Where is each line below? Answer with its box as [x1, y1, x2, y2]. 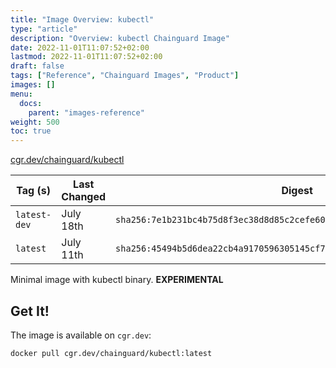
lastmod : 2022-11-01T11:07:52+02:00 [10, 52, 163, 62]
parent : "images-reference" [28, 107, 145, 118]
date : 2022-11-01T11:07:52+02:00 [10, 42, 150, 53]
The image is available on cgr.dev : [10, 329, 152, 341]
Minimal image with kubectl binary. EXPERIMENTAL [10, 274, 224, 286]
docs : [19, 98, 43, 108]
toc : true [10, 126, 52, 136]
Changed [61, 190, 107, 204]
